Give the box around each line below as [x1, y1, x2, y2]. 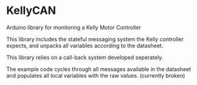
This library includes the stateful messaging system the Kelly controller [6, 35, 184, 42]
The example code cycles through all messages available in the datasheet [6, 65, 192, 73]
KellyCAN [6, 4, 57, 18]
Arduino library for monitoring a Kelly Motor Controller [6, 24, 142, 31]
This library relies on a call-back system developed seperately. [6, 53, 164, 61]
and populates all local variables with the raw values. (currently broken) [6, 72, 185, 79]
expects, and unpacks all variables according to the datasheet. [6, 42, 164, 49]
